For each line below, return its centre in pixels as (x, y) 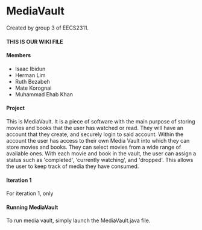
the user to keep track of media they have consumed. (73, 166)
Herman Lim (30, 75)
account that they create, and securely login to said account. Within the (95, 134)
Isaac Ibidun (30, 69)
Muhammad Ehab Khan (44, 94)
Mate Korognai (33, 88)
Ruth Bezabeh (32, 81)
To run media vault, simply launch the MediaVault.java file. (78, 220)
